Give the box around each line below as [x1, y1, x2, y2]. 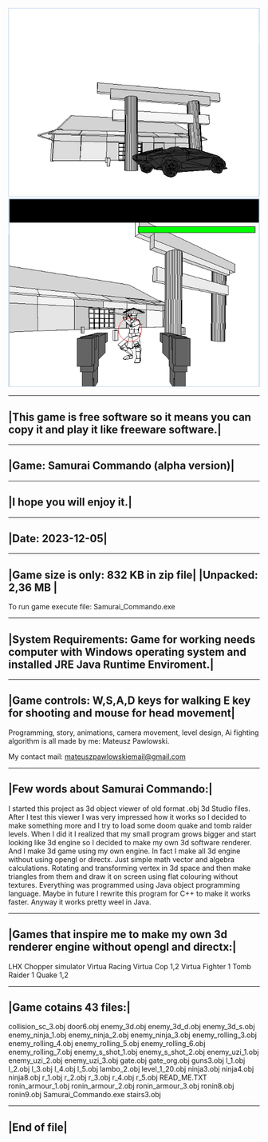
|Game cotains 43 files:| [8, 1000, 131, 1014]
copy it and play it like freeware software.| [8, 422, 222, 436]
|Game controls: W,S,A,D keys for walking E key [8, 694, 251, 708]
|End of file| [8, 1120, 68, 1134]
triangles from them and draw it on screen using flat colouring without [8, 872, 238, 881]
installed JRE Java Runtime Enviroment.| [8, 657, 214, 671]
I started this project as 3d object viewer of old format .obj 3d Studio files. [8, 804, 251, 813]
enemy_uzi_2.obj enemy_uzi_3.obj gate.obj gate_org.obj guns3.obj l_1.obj [8, 1056, 246, 1065]
